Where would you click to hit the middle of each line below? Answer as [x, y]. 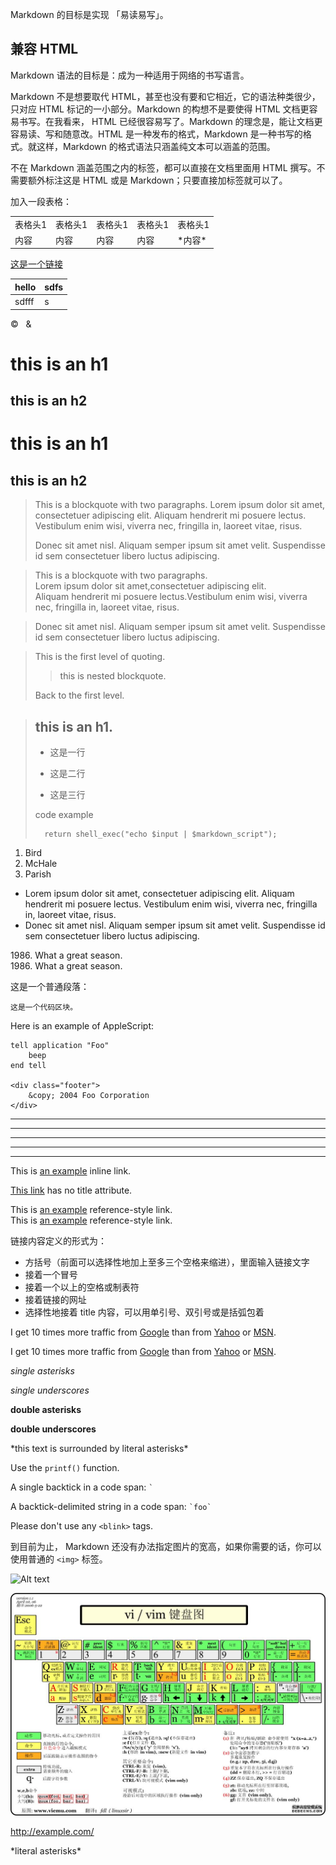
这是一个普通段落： [50, 986]
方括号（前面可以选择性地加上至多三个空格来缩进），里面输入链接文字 [167, 1262]
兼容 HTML [44, 49]
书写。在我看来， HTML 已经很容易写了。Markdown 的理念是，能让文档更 [170, 121]
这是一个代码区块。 [44, 1007]
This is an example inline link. [71, 1170]
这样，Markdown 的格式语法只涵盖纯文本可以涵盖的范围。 [156, 146]
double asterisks [46, 1409]
